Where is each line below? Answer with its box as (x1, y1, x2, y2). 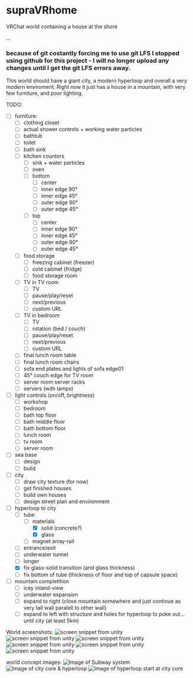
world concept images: (6, 659, 62, 666)
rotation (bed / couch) (32, 325, 86, 333)
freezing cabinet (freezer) (32, 258, 95, 265)
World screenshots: (6, 628, 54, 636)
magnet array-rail (32, 538, 75, 545)
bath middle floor (23, 418, 65, 426)
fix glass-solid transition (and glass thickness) (23, 564, 135, 571)
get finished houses (23, 484, 72, 491)
